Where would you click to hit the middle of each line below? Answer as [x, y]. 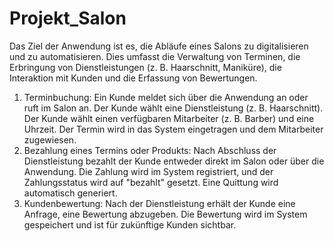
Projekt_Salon [68, 18]
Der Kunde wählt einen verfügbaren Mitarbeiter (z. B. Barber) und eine [169, 118]
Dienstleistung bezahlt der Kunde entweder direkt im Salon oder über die [174, 161]
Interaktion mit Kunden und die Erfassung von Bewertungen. [133, 78]
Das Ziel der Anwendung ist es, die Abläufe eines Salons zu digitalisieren [159, 46]
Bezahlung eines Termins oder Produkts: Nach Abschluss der [150, 150]
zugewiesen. [50, 139]
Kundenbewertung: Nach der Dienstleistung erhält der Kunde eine [159, 203]
